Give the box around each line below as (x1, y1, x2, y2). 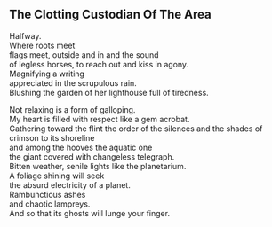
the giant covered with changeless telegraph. (9, 151, 175, 162)
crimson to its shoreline (9, 132, 95, 143)
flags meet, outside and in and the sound (9, 49, 159, 60)
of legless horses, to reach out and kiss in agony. (9, 59, 189, 69)
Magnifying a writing (9, 68, 84, 79)
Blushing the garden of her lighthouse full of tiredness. (9, 87, 209, 98)
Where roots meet (9, 40, 76, 51)
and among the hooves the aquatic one (9, 142, 153, 153)
